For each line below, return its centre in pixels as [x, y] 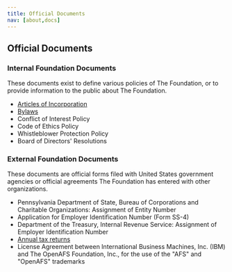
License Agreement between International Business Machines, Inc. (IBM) [121, 247]
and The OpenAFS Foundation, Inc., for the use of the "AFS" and [109, 254]
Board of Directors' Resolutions [62, 141]
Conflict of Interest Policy [53, 119]
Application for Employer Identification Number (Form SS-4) [103, 217]
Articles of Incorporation [52, 104]
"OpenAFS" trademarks [51, 262]
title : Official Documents [46, 14]
